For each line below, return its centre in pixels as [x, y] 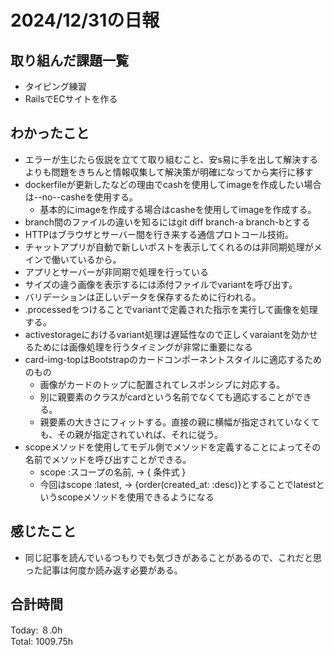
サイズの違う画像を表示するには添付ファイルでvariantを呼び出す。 [161, 284]
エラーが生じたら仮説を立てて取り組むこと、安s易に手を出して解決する [171, 159]
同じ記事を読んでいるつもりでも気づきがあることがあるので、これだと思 [173, 557]
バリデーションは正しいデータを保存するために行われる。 [143, 297]
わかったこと [50, 133]
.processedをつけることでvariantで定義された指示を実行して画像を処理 [171, 309]
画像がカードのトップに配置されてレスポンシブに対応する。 [162, 384]
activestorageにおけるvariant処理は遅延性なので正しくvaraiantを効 [162, 334]
